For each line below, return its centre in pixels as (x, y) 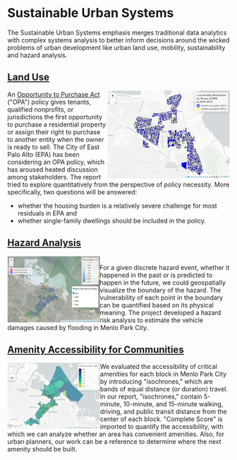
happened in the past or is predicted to (156, 275)
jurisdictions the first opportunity (55, 117)
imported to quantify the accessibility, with (162, 427)
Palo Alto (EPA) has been (43, 154)
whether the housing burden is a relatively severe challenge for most (117, 206)
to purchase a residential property (57, 124)
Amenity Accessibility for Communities (96, 349)
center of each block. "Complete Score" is (161, 419)
